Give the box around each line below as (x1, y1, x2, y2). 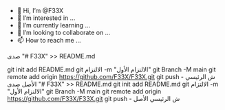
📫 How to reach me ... (17, 36, 81, 44)
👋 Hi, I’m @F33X (17, 7, 64, 14)
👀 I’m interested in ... (17, 14, 76, 22)
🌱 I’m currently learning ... (17, 21, 91, 29)
